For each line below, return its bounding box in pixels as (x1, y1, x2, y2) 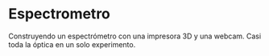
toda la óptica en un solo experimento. (8, 39, 136, 49)
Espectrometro (8, 5, 111, 23)
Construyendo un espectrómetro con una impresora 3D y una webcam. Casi (8, 31, 262, 41)
